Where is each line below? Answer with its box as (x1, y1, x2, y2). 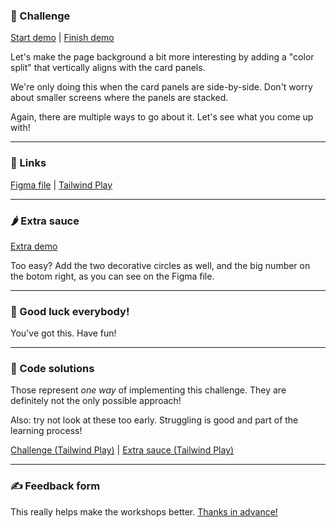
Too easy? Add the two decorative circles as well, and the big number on (10, 259, 311, 271)
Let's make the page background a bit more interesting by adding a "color (10, 51, 315, 63)
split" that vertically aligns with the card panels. (10, 62, 206, 74)
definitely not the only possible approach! (10, 395, 182, 407)
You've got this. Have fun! (10, 327, 117, 339)
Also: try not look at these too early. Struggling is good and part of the (10, 414, 299, 426)
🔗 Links (10, 156, 47, 170)
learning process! (10, 425, 83, 437)
